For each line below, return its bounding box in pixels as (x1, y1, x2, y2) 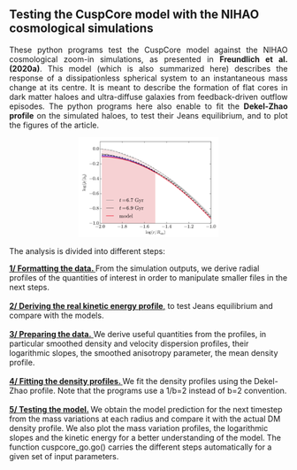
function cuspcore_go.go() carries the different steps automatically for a (9, 442, 272, 452)
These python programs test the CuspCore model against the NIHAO (9, 44, 288, 55)
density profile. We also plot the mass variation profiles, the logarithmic (9, 423, 269, 434)
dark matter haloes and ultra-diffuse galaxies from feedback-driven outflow (9, 91, 288, 102)
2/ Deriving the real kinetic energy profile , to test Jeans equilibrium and (9, 301, 274, 312)
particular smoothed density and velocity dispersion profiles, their (9, 338, 249, 349)
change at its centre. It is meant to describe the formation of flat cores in (9, 81, 288, 92)
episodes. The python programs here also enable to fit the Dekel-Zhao (9, 101, 288, 112)
